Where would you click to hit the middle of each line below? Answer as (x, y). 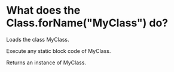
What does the (43, 10)
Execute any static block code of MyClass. (59, 51)
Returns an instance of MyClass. (46, 62)
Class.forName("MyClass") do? (87, 23)
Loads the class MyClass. (38, 39)
